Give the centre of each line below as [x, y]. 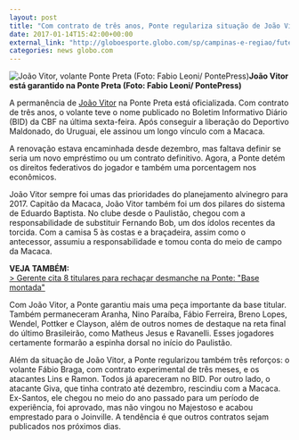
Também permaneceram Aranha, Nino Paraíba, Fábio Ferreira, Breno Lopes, [148, 314]
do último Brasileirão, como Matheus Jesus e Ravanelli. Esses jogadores [141, 333]
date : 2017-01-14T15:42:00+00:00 [71, 34]
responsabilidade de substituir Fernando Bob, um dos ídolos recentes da [142, 223]
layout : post [33, 17]
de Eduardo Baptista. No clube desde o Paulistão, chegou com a [127, 213]
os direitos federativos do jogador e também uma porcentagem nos [133, 168]
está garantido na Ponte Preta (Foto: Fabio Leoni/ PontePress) [125, 86]
